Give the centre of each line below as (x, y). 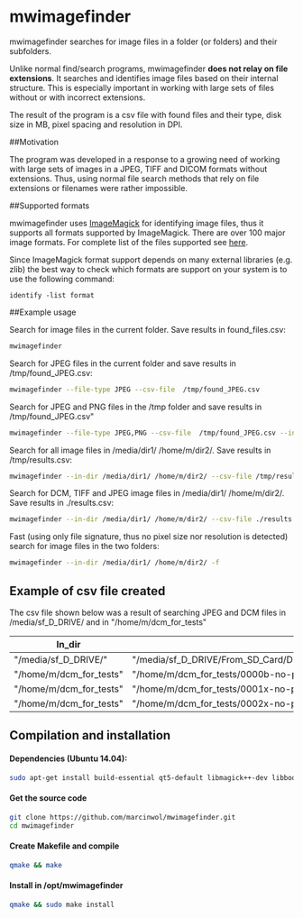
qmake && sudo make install (62, 904)
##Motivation (34, 142)
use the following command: (62, 279)
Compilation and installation (90, 735)
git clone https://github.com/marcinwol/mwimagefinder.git (123, 817)
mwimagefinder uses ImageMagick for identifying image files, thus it (137, 223)
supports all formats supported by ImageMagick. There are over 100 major (147, 233)
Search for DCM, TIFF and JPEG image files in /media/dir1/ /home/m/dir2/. (147, 493)
